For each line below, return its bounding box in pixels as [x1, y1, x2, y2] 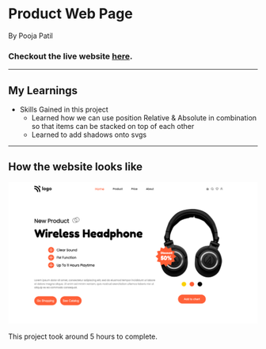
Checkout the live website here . [8, 51, 133, 62]
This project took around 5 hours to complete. [8, 332, 158, 341]
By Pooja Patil [8, 31, 53, 40]
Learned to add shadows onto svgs [31, 130, 147, 139]
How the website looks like [8, 160, 143, 174]
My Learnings [8, 84, 78, 97]
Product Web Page [8, 5, 133, 23]
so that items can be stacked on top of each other [31, 122, 195, 131]
